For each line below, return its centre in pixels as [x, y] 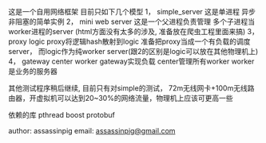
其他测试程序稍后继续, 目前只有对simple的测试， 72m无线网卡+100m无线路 [131, 88]
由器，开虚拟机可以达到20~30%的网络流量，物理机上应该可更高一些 [121, 98]
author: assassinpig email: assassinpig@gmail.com [92, 131]
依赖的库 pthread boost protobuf [62, 115]
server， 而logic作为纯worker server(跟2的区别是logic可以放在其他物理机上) [133, 51]
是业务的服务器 [33, 71]
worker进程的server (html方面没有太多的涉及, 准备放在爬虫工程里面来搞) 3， [134, 31]
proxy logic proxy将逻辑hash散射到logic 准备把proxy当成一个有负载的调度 [129, 41]
